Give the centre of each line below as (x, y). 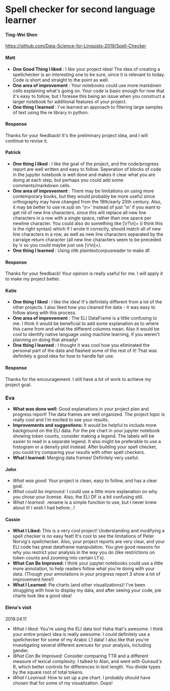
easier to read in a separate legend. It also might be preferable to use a (87, 441)
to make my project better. (33, 279)
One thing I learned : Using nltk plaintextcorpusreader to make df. (81, 250)
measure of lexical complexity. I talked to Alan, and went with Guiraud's (87, 661)
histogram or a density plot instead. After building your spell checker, (85, 447)
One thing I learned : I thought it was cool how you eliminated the (81, 345)
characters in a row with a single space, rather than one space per (82, 218)
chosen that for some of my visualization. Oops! (63, 683)
